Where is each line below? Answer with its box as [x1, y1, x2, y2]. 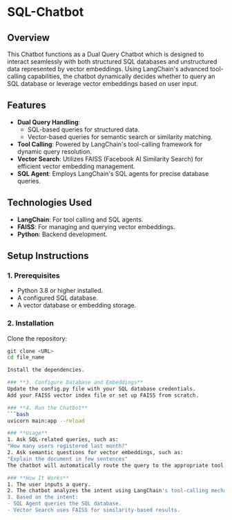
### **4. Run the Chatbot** [7, 404, 88, 411]
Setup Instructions [7, 250, 89, 262]
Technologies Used [7, 197, 92, 208]
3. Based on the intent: [7, 494, 79, 501]
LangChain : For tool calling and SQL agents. [17, 215, 144, 224]
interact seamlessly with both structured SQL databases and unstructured [7, 57, 217, 66]
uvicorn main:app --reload [7, 417, 85, 424]
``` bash [7, 411, 30, 418]
